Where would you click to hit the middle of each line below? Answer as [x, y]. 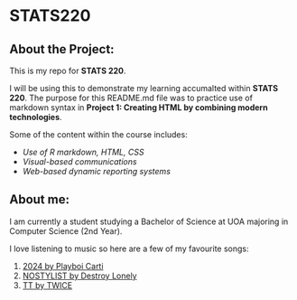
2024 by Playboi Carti [63, 266]
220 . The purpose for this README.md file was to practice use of [131, 98]
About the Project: [62, 49]
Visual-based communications [79, 162]
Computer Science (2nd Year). [66, 230]
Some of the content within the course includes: [98, 135]
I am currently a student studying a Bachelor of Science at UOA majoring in [149, 221]
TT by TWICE [47, 285]
